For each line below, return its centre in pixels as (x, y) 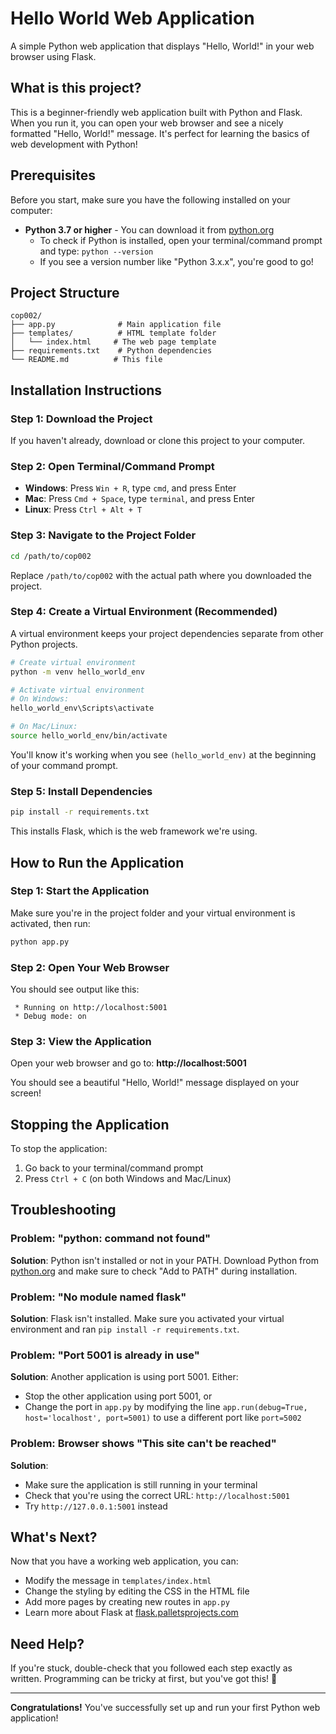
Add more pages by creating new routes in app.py (127, 1602)
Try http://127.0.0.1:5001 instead (96, 1506)
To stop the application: (59, 1149)
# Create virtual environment (73, 662)
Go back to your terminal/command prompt (114, 1168)
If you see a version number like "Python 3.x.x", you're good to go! (176, 261)
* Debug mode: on (50, 1016)
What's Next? (54, 1537)
